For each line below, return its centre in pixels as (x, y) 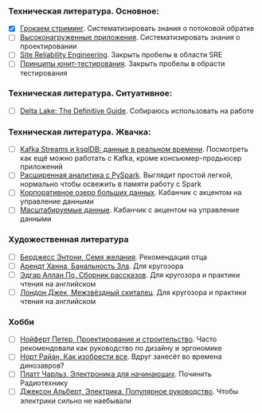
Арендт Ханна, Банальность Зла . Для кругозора (102, 266)
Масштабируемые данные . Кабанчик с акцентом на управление (129, 210)
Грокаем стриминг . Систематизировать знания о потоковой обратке (137, 29)
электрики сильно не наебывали (76, 400)
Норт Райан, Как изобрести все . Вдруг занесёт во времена (121, 357)
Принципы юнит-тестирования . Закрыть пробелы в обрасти (122, 64)
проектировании (48, 46)
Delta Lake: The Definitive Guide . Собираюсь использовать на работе (137, 111)
